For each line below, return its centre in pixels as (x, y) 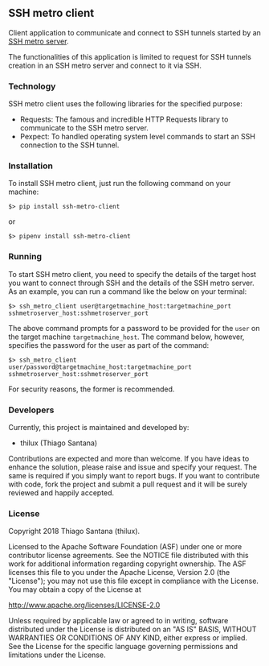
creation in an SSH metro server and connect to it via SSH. (105, 65)
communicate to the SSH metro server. (84, 128)
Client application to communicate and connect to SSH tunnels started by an (134, 32)
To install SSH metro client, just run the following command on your (120, 184)
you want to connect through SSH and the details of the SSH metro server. (131, 283)
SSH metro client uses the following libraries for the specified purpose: (126, 104)
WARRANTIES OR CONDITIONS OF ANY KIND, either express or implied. (128, 638)
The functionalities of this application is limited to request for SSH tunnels (130, 56)
